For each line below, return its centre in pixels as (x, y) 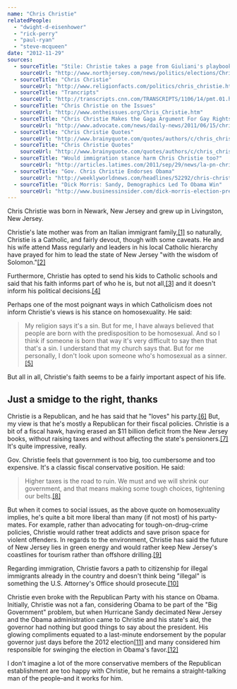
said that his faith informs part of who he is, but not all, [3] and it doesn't (111, 284)
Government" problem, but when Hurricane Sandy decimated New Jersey (115, 612)
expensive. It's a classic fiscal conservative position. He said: (96, 467)
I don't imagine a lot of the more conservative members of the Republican (114, 664)
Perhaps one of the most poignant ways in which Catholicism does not (110, 305)
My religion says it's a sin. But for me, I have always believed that (119, 326)
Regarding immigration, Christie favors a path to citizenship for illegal (108, 568)
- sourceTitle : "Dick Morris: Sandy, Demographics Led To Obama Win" (118, 184)
